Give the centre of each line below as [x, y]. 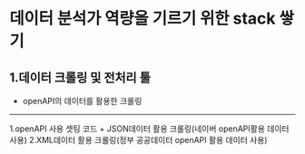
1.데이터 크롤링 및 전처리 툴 [80, 77]
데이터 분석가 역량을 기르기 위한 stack [143, 19]
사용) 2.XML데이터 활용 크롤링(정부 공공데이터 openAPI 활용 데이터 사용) [138, 140]
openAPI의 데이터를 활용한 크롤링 [82, 101]
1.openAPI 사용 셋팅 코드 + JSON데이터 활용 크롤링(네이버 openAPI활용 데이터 [149, 129]
